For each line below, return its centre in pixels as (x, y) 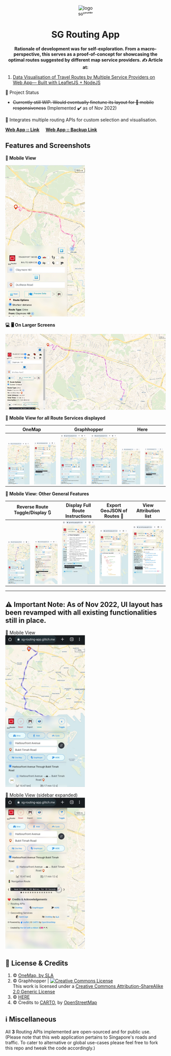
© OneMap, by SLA (33, 975)
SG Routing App (85, 35)
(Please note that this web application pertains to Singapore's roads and (81, 1037)
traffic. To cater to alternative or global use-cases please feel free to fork (82, 1042)
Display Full (79, 505)
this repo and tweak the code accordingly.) (50, 1048)
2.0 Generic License (34, 992)
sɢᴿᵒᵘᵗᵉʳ (85, 14)
